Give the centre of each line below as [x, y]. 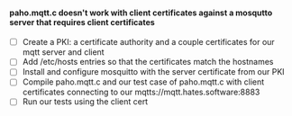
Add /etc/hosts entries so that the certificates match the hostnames [148, 62]
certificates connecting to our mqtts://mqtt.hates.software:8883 [141, 92]
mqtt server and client [64, 52]
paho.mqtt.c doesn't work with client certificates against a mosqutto [141, 13]
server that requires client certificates [82, 22]
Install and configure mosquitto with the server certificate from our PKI [154, 72]
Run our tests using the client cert [85, 102]
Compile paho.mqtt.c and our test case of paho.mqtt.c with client [143, 82]
